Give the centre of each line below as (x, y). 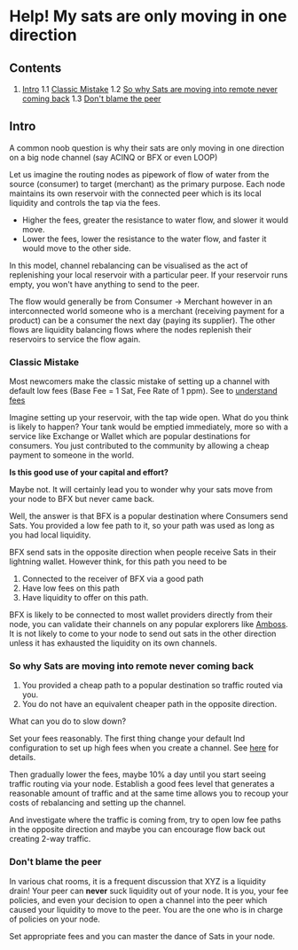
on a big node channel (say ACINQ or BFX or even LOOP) (114, 157)
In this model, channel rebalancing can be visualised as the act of (129, 265)
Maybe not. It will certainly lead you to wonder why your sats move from (141, 490)
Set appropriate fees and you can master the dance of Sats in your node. (142, 936)
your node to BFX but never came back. (82, 499)
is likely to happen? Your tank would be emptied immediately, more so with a (149, 427)
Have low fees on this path (71, 588)
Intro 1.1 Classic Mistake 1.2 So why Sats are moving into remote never (149, 89)
